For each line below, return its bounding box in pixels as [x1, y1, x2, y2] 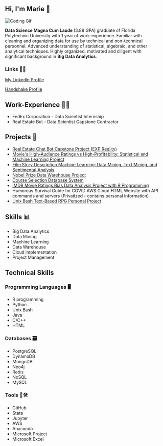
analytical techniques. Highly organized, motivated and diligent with [5, 48, 142, 54]
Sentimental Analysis [12, 167, 55, 173]
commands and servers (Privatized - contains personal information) [12, 193, 149, 198]
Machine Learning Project [12, 156, 65, 162]
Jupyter [12, 415, 28, 421]
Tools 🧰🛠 [5, 392, 28, 398]
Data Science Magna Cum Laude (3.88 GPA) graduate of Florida [5, 27, 136, 33]
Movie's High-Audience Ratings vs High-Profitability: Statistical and [12, 151, 148, 157]
